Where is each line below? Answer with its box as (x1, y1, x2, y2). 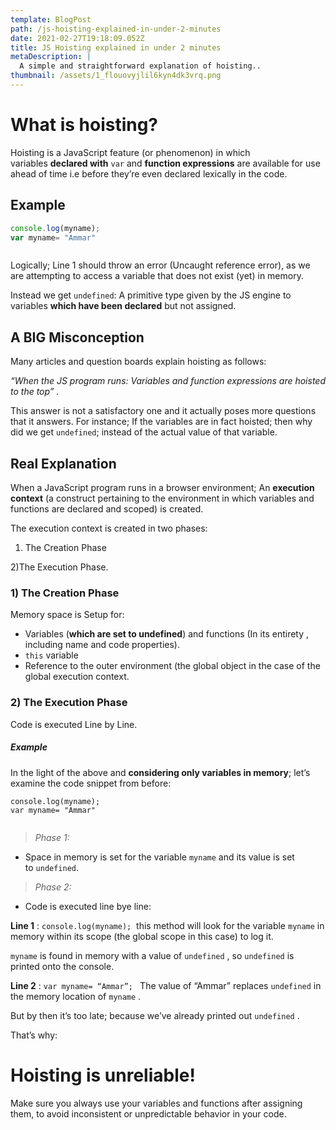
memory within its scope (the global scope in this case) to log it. (10, 930, 274, 942)
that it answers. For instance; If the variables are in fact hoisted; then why (10, 416, 313, 428)
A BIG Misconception (10, 329, 145, 346)
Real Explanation (10, 455, 117, 472)
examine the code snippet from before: (10, 777, 172, 789)
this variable (24, 649, 79, 661)
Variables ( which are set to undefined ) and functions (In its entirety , (24, 628, 310, 640)
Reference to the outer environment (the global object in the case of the (24, 660, 321, 672)
